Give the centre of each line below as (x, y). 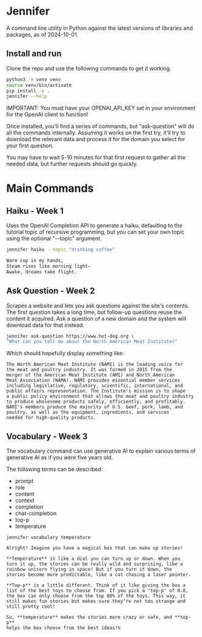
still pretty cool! (31, 607)
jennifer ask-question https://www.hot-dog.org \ (70, 336)
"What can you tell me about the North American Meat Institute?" (92, 342)
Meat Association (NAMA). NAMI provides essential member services (93, 381)
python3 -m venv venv (34, 79)
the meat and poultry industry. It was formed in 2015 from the (89, 370)
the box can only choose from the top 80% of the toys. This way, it (96, 596)
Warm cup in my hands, (35, 261)
